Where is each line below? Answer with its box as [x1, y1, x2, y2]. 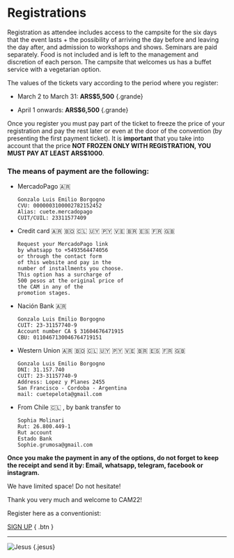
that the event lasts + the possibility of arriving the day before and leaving [7, 35, 219, 43]
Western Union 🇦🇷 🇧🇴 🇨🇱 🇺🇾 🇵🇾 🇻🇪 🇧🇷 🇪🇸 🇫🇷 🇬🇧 [17, 346, 186, 355]
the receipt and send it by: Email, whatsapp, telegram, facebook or [7, 461, 203, 469]
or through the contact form [17, 253, 102, 260]
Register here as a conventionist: [7, 509, 102, 517]
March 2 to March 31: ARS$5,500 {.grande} [17, 92, 143, 101]
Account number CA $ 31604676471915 [17, 328, 124, 335]
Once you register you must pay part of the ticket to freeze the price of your [7, 119, 225, 127]
